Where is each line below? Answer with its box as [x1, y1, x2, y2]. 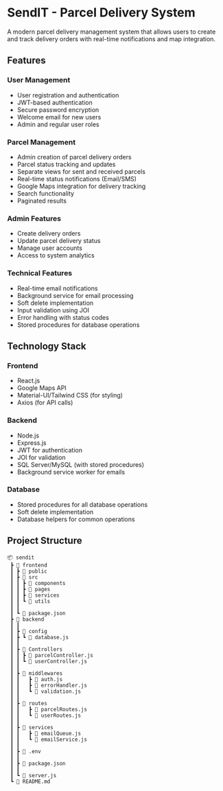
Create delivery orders [16, 229, 81, 238]
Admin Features [7, 214, 62, 223]
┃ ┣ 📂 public [10, 568, 48, 575]
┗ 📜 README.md [10, 778, 51, 785]
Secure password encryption [16, 105, 99, 114]
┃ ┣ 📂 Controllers [10, 645, 63, 653]
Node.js [16, 431, 40, 439]
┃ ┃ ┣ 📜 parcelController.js [10, 652, 94, 658]
